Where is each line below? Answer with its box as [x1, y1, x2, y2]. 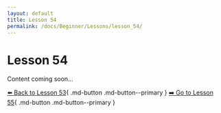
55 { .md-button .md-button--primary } [7, 99, 115, 107]
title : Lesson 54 [7, 16, 57, 23]
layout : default [7, 10, 54, 17]
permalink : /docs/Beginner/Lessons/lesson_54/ [7, 23, 143, 29]
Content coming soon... [7, 75, 73, 83]
